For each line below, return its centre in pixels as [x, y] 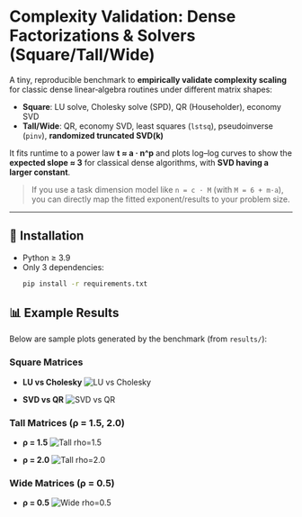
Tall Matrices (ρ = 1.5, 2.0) [67, 422]
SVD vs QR [43, 399]
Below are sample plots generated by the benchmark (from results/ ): [138, 339]
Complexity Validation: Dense [123, 17]
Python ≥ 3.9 [46, 258]
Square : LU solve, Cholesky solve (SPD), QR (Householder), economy [151, 106]
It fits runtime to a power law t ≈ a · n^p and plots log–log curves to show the [151, 153]
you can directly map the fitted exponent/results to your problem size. [160, 199]
